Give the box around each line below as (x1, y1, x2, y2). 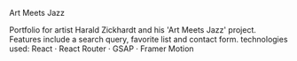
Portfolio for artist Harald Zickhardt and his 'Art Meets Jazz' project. (9, 25, 257, 34)
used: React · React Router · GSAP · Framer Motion (9, 43, 194, 54)
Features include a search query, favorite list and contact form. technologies (9, 34, 288, 44)
